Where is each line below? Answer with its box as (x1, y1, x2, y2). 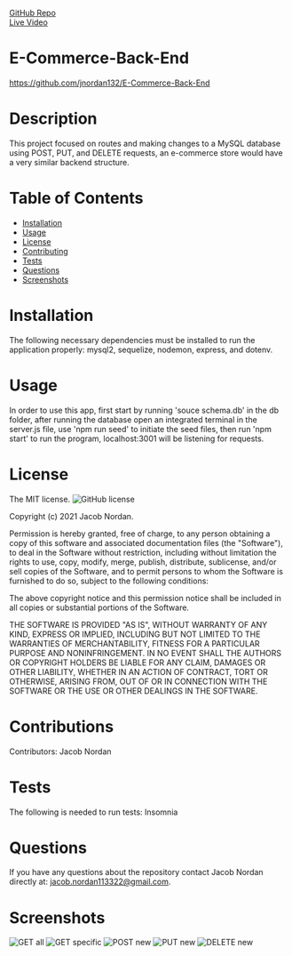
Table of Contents (9, 189, 144, 208)
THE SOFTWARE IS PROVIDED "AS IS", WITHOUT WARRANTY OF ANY (9, 619, 268, 630)
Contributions (9, 716, 114, 736)
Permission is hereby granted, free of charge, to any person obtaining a (9, 528, 271, 539)
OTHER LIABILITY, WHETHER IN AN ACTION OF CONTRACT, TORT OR (9, 666, 268, 677)
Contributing (21, 245, 68, 256)
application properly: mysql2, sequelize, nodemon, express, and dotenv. (9, 344, 273, 355)
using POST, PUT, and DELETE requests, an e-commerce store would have (9, 147, 283, 158)
